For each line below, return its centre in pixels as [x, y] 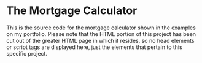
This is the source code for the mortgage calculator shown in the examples [101, 28]
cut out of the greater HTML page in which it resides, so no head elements [100, 40]
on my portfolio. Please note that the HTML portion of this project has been [101, 34]
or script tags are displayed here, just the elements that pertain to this [94, 47]
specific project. [27, 53]
